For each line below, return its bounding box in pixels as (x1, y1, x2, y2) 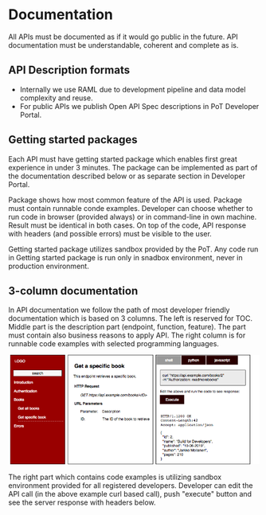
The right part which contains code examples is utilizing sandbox (8, 472, 221, 482)
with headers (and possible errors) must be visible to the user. (8, 228, 213, 238)
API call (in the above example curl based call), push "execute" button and (8, 490, 252, 499)
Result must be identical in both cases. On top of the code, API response (8, 220, 247, 230)
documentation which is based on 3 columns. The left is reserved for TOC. (8, 314, 253, 323)
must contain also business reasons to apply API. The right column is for (8, 330, 246, 340)
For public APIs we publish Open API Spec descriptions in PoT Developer (19, 101, 260, 111)
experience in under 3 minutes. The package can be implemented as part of (8, 162, 258, 172)
